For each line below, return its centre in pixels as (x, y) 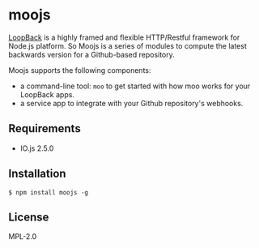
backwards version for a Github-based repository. (92, 54)
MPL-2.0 (23, 237)
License (29, 217)
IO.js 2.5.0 (37, 148)
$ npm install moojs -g (49, 192)
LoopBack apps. (47, 94)
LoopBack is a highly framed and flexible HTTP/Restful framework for (124, 37)
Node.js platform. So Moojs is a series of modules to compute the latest (127, 45)
